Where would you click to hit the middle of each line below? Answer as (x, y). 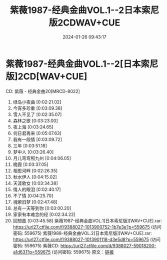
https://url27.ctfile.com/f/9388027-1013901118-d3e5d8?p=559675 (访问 (87, 239)
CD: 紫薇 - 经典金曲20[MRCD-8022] (43, 91)
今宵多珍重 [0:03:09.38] (37, 108)
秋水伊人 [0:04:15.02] (35, 177)
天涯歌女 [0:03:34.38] (35, 183)
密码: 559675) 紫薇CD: (36, 245)
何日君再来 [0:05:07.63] (37, 133)
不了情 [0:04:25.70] (33, 195)
